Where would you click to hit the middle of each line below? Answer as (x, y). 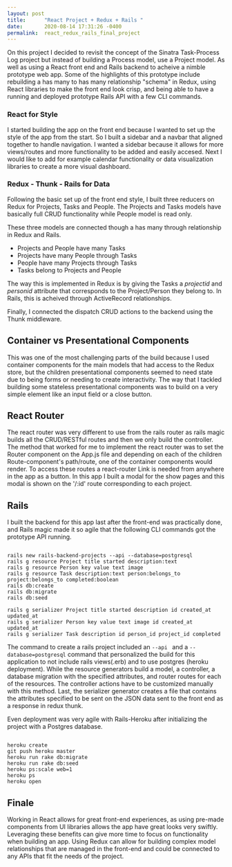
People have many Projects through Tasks (77, 263)
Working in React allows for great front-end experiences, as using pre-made (116, 819)
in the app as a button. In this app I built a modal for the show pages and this (116, 476)
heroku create (28, 745)
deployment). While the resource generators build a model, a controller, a (111, 669)
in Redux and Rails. (34, 234)
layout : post (26, 13)
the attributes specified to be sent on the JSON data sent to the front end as (115, 698)
